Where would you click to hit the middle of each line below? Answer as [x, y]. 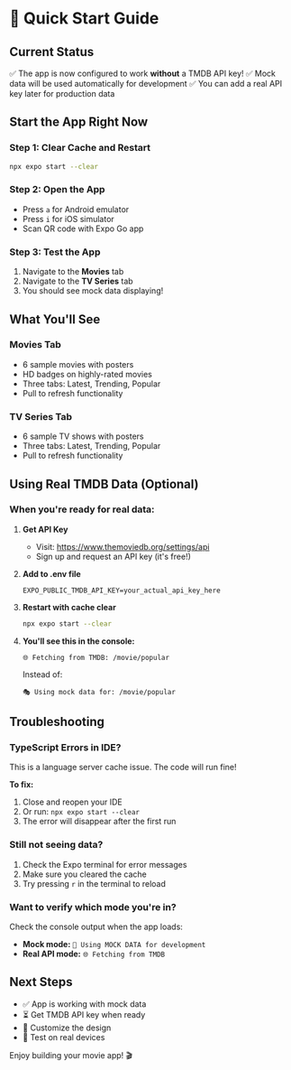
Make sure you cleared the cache [84, 874]
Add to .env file [51, 573]
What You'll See [55, 319]
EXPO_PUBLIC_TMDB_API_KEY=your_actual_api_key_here [121, 591]
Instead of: [42, 674]
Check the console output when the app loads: [96, 926]
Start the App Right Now [79, 122]
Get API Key [45, 529]
